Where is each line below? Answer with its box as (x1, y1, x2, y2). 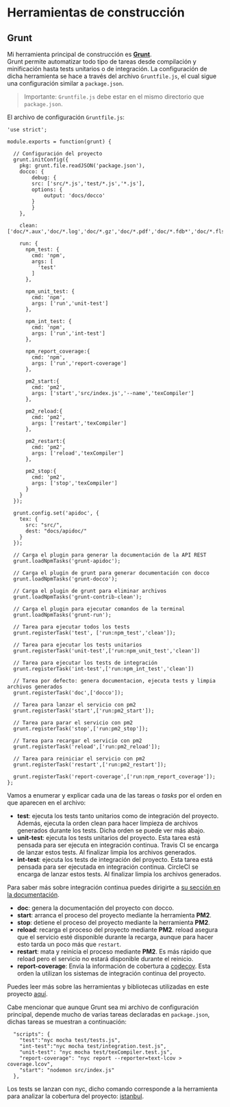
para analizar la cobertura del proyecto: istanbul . (7, 1092, 144, 1100)
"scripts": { (13, 1031, 51, 1038)
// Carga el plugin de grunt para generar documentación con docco (13, 570, 210, 576)
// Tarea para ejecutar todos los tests (13, 624, 130, 631)
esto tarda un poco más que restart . (16, 940, 122, 948)
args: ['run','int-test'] (31, 330, 106, 337)
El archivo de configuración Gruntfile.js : (7, 113, 125, 121)
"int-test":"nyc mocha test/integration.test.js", (19, 1043, 167, 1049)
